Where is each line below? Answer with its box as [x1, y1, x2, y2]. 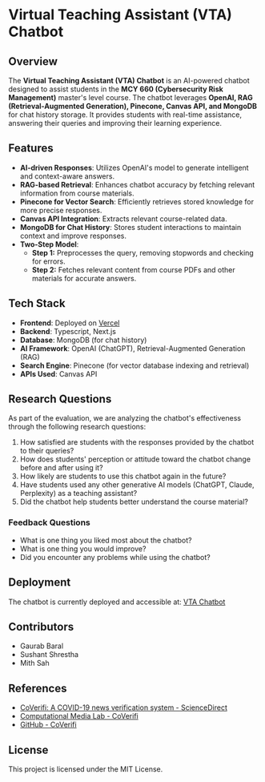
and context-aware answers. [19, 171, 114, 181]
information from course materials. [19, 188, 135, 198]
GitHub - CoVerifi [19, 720, 78, 730]
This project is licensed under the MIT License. [8, 764, 163, 774]
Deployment [8, 575, 71, 590]
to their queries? [19, 446, 74, 456]
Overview [8, 54, 58, 68]
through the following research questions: [8, 422, 147, 432]
